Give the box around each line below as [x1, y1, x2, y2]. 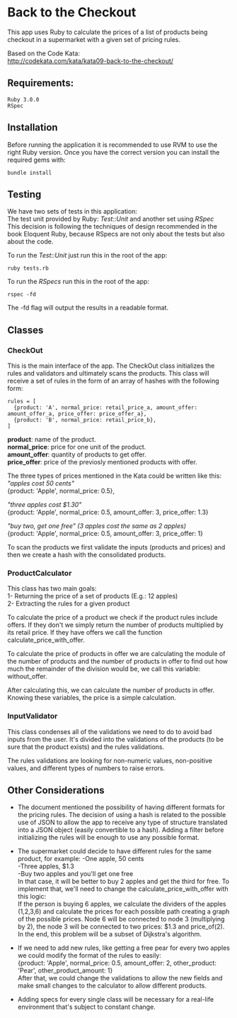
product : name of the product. [7, 435, 97, 444]
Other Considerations [7, 784, 105, 797]
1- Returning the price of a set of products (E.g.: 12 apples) [7, 592, 178, 601]
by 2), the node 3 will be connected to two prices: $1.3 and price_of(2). [17, 922, 225, 931]
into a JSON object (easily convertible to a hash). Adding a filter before [17, 826, 224, 834]
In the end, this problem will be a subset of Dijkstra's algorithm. [17, 930, 202, 938]
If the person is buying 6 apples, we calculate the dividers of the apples [17, 899, 226, 909]
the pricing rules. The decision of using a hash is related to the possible [17, 811, 226, 819]
